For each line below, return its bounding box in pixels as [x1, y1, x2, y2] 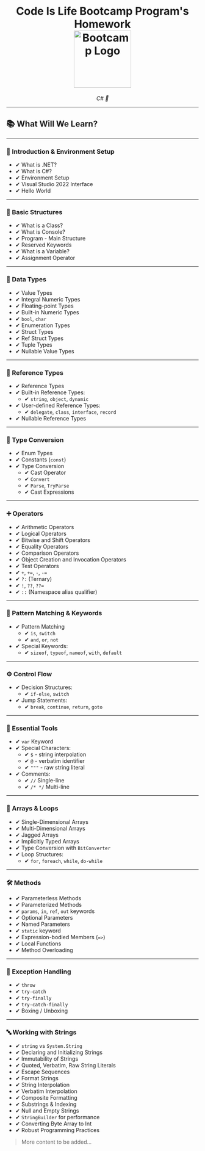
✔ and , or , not [24, 636, 59, 643]
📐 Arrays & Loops [6, 804, 59, 813]
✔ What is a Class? [15, 222, 63, 229]
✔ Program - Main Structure [15, 235, 86, 242]
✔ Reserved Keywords [15, 241, 72, 248]
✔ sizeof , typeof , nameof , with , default [24, 649, 122, 656]
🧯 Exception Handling [6, 967, 71, 976]
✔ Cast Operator [24, 469, 66, 477]
